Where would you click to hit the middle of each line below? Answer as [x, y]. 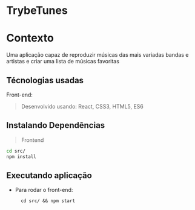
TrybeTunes [37, 11]
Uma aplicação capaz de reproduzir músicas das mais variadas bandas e [97, 55]
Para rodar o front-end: [44, 190]
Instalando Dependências [56, 125]
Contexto [30, 38]
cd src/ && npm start [48, 201]
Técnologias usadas [45, 80]
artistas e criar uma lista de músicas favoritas [63, 62]
